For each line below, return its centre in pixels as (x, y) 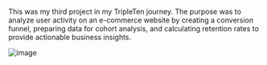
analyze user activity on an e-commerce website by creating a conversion (131, 20)
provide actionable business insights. (70, 37)
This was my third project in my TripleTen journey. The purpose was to (125, 12)
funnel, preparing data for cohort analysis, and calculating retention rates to (134, 28)
